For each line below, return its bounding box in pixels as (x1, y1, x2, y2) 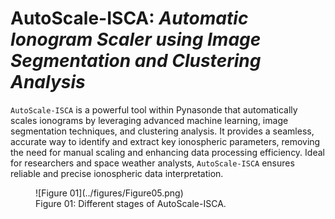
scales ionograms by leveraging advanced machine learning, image (10, 114, 289, 126)
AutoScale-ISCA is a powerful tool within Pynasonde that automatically (10, 103, 298, 116)
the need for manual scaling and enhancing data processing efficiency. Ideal (10, 146, 325, 158)
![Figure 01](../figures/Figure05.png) (35, 187, 184, 199)
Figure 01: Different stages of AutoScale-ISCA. (35, 197, 227, 209)
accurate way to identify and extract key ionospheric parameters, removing (10, 135, 321, 147)
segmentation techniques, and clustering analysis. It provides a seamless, (10, 125, 315, 137)
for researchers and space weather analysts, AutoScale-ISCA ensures (10, 157, 295, 169)
